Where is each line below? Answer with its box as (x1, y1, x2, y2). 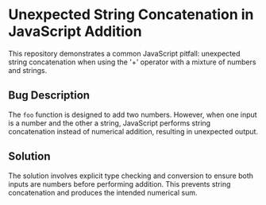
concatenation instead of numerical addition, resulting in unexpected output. (8, 126, 259, 136)
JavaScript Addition (8, 22, 142, 41)
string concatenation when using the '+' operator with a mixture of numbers (8, 57, 256, 67)
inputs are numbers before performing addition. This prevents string (8, 179, 231, 188)
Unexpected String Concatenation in (8, 6, 254, 24)
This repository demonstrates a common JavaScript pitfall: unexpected (8, 48, 241, 58)
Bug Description (8, 89, 90, 102)
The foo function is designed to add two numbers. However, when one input (8, 110, 257, 119)
